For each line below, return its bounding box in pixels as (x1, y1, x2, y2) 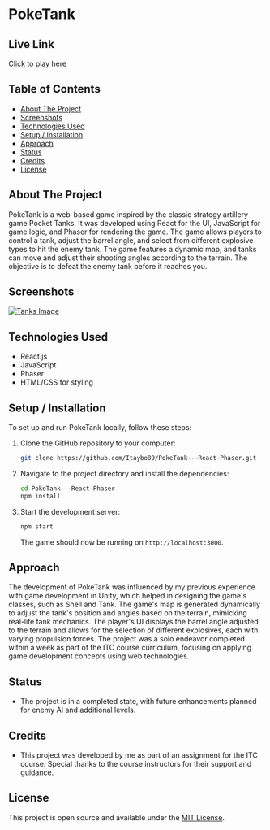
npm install (19, 492, 61, 500)
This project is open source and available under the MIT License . (8, 812, 225, 822)
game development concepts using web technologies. (8, 651, 190, 661)
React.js (19, 351, 48, 362)
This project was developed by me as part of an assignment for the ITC (19, 750, 258, 760)
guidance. (19, 767, 54, 777)
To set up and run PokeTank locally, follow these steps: (8, 423, 192, 432)
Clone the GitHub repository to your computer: (19, 438, 176, 448)
